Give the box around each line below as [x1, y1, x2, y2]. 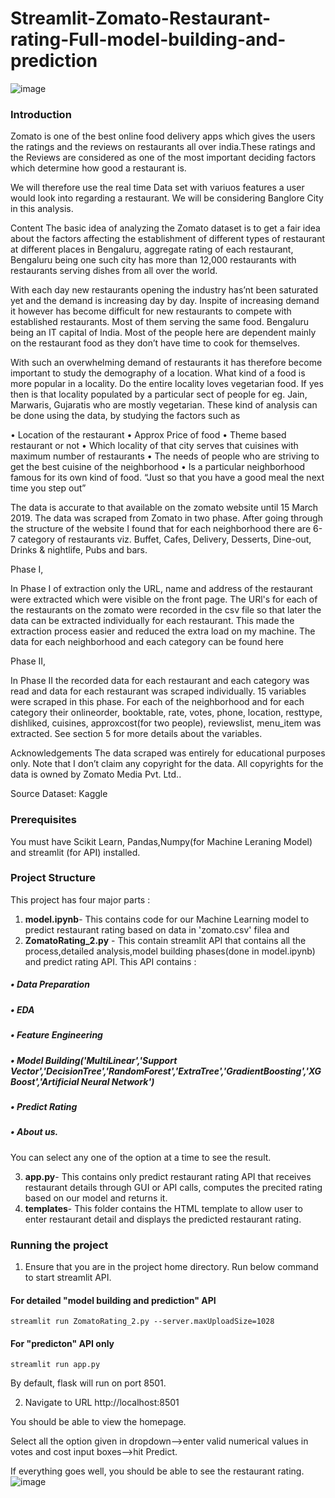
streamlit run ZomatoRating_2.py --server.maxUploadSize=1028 [10, 1317, 275, 1327]
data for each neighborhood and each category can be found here [10, 636, 284, 648]
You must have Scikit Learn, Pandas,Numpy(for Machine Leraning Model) [10, 835, 313, 847]
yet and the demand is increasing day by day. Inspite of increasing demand [10, 295, 320, 307]
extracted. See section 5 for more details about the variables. [10, 728, 263, 740]
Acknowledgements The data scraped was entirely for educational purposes [10, 747, 326, 759]
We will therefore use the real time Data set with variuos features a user [10, 182, 305, 194]
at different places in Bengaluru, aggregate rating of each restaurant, [10, 243, 294, 256]
